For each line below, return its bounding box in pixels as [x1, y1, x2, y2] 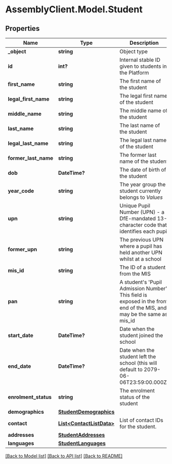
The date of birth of [119, 166, 166, 173]
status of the [119, 394, 150, 400]
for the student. [119, 423, 157, 430]
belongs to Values [119, 194, 163, 201]
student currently [119, 188, 161, 194]
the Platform [119, 69, 149, 76]
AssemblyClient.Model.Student [5, 4, 143, 15]
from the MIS [119, 270, 151, 277]
